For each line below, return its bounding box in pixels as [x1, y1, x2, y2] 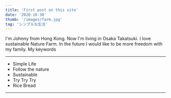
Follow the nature [12, 67, 49, 73]
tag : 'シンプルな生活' [5, 21, 48, 27]
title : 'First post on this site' [5, 7, 79, 13]
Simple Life [12, 61, 37, 67]
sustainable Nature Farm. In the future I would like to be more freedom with [5, 41, 163, 47]
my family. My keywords [5, 46, 56, 52]
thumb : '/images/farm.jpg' [5, 17, 63, 22]
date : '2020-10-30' [5, 12, 47, 17]
